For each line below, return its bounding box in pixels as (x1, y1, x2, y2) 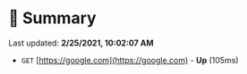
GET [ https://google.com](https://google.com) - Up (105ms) (21, 54, 239, 65)
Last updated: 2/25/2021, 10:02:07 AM (8, 37, 154, 48)
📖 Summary (8, 8, 97, 29)
